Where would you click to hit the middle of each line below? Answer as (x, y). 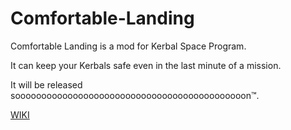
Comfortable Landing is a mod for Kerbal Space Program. (128, 46)
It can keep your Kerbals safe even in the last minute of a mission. (146, 65)
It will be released (46, 84)
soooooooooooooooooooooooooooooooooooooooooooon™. (135, 95)
